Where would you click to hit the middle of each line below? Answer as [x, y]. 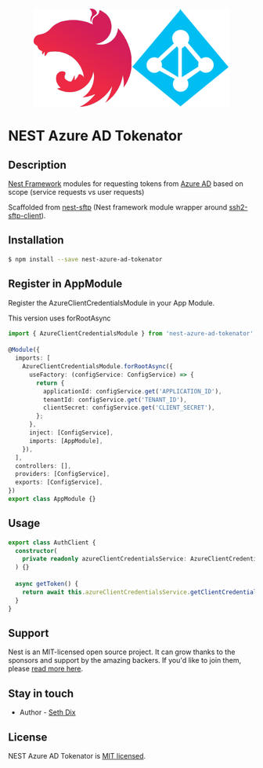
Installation [36, 240]
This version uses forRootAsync [59, 318]
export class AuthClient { [52, 543]
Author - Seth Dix [47, 712]
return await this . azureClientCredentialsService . [106, 592]
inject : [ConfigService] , [71, 433]
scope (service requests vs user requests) [76, 192]
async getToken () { [47, 584]
